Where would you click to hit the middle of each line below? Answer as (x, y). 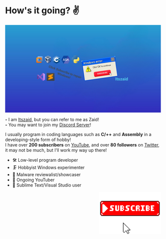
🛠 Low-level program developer (45, 160)
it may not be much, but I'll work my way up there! (56, 150)
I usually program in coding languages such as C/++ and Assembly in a (78, 135)
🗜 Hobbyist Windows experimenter (48, 168)
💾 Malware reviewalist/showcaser (46, 175)
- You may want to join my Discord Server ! (48, 125)
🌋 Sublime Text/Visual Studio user (47, 185)
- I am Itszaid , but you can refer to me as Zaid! (52, 120)
